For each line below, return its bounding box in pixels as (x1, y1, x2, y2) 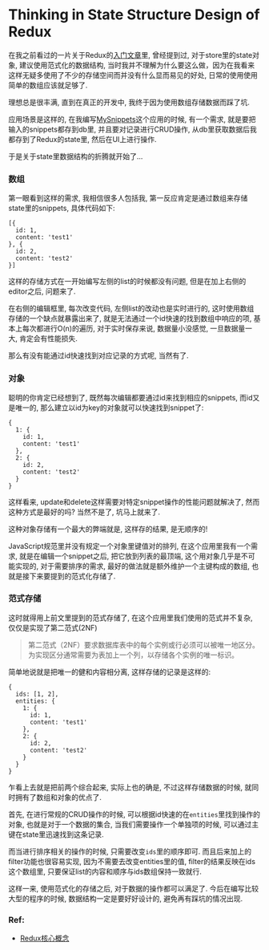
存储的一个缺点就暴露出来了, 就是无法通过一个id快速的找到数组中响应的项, (8, 314, 252, 323)
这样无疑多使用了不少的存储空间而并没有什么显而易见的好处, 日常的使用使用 (8, 70, 258, 79)
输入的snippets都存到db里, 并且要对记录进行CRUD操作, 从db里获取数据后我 (8, 124, 258, 134)
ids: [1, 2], (15, 690, 59, 698)
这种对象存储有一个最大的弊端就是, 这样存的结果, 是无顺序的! (8, 524, 208, 534)
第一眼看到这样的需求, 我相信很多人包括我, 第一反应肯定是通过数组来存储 (8, 193, 248, 203)
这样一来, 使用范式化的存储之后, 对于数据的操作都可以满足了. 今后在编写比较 (8, 883, 259, 893)
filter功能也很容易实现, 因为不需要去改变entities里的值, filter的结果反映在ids (8, 856, 256, 866)
